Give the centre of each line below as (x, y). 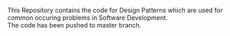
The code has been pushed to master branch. (74, 25)
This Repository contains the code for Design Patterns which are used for (115, 10)
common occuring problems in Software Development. (88, 18)
